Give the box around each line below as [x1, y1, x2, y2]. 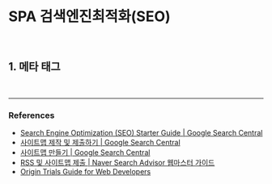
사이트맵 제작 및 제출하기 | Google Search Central [19, 138, 181, 148]
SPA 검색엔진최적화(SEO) [8, 7, 172, 26]
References [8, 110, 55, 121]
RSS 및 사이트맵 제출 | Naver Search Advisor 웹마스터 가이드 [19, 158, 215, 168]
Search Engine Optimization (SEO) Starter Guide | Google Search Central [19, 128, 263, 138]
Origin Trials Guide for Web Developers [19, 167, 151, 177]
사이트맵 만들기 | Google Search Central [19, 148, 151, 157]
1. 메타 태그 [8, 60, 61, 73]
